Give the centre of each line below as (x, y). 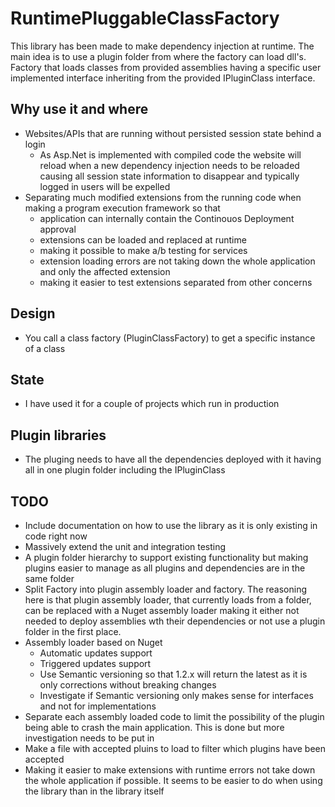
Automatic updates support (96, 653)
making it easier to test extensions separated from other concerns (176, 282)
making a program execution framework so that (122, 208)
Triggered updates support (95, 663)
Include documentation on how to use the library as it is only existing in (171, 525)
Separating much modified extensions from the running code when (163, 197)
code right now (56, 536)
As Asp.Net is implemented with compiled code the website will (170, 154)
